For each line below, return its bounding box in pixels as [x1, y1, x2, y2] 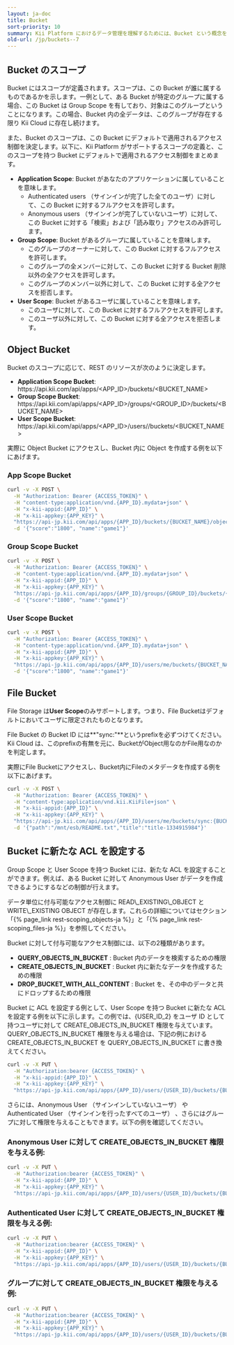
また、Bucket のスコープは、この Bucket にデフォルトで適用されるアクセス [7, 134, 223, 142]
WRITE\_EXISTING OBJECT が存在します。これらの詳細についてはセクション [7, 906, 227, 914]
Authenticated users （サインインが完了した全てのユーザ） [27, 192, 198, 200]
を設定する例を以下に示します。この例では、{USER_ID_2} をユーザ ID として [7, 1012, 225, 1021]
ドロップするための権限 [23, 988, 91, 997]
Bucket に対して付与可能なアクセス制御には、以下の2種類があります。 [7, 938, 209, 947]
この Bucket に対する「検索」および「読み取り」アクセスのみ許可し [27, 218, 222, 226]
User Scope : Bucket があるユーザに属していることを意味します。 [17, 296, 204, 305]
